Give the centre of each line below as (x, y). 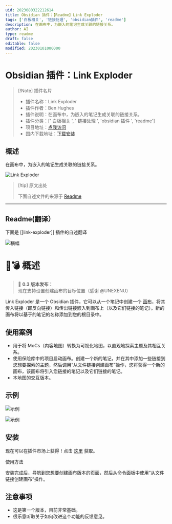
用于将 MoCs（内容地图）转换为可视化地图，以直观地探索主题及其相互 (87, 345)
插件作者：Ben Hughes (50, 108)
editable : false (23, 44)
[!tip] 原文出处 (33, 185)
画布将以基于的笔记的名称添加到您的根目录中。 (55, 314)
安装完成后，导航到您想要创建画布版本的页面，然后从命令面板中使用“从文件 (85, 473)
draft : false (19, 39)
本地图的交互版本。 (33, 378)
